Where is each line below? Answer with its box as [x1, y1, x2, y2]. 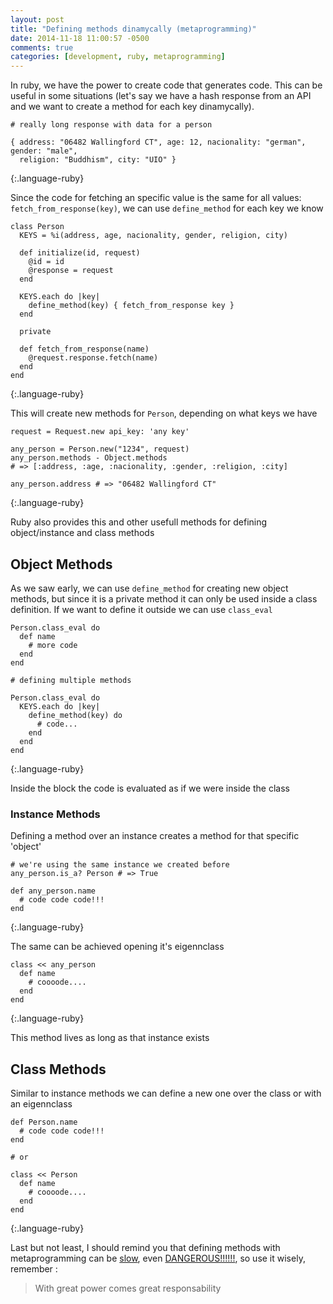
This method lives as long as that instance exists [10, 1032, 210, 1044]
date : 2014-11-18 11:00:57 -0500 [10, 33, 150, 43]
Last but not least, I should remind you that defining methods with [10, 1242, 281, 1254]
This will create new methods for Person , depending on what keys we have [10, 407, 318, 420]
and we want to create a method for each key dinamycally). [10, 101, 255, 113]
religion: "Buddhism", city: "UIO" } [19, 155, 177, 165]
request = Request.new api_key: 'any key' [10, 427, 190, 437]
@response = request [28, 266, 114, 276]
